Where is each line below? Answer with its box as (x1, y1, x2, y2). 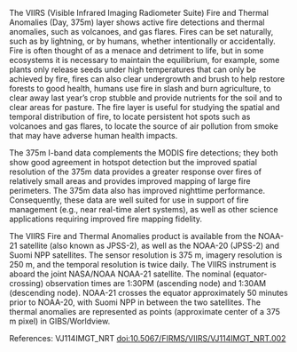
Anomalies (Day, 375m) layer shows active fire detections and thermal (9, 17, 265, 28)
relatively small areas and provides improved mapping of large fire (9, 176, 251, 186)
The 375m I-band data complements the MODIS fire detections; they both (9, 148, 278, 158)
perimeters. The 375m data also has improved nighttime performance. (9, 186, 266, 196)
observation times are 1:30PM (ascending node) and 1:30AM (45, 278, 267, 288)
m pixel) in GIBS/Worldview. (9, 316, 111, 326)
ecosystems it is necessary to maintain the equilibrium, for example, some (9, 55, 280, 65)
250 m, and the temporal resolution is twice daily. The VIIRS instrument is (9, 260, 277, 269)
